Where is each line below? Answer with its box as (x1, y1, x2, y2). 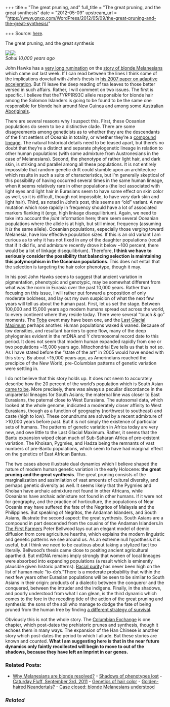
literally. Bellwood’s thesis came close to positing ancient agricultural (5, 547, 149, 553)
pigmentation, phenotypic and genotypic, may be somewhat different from (5, 279, 161, 285)
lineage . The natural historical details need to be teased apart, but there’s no (5, 140, 164, 145)
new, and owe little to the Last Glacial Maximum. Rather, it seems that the (5, 429, 157, 435)
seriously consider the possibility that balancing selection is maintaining (5, 253, 161, 259)
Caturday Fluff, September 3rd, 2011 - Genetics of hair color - (12, 679, 141, 685)
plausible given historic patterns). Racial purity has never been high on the (5, 564, 160, 569)
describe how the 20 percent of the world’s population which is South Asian (5, 381, 163, 387)
